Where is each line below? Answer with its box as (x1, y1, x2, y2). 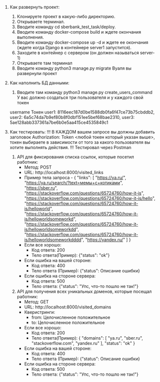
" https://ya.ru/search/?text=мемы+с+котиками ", (24, 180, 123, 186)
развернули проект (17, 71, 57, 76)
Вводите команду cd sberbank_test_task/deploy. (17, 24, 116, 30)
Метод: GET (24, 299, 49, 305)
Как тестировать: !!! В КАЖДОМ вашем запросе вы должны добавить (9, 129, 155, 134)
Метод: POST (24, 164, 52, 170)
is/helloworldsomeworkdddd (24, 237, 82, 243)
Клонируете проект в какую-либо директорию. (17, 14, 116, 19)
